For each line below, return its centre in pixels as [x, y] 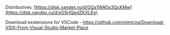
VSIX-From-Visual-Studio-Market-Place [47, 27]
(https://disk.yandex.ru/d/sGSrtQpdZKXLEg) [51, 12]
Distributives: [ [21, 7]
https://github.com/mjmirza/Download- [124, 22]
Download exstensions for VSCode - [44, 22]
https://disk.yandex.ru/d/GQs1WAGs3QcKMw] [84, 7]
